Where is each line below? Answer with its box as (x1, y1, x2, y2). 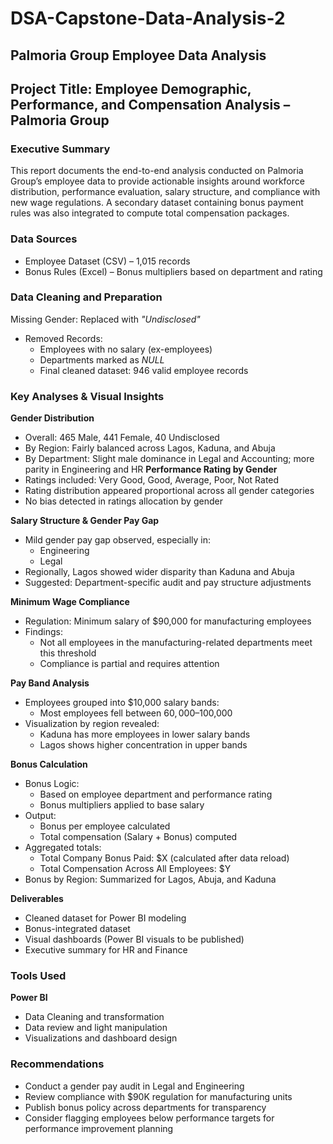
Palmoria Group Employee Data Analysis (10, 47, 267, 64)
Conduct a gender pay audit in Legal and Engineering (24, 1080, 245, 1092)
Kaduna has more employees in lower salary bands (39, 728, 251, 741)
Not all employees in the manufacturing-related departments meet (39, 637, 313, 649)
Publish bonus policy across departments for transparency (24, 1101, 267, 1113)
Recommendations (10, 1057, 105, 1071)
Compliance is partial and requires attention (39, 658, 220, 670)
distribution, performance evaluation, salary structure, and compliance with (10, 186, 321, 198)
